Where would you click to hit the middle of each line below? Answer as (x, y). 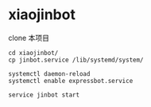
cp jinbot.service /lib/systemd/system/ (76, 60)
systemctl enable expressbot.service (71, 81)
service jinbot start (44, 95)
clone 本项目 (29, 38)
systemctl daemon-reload (49, 73)
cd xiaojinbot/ (33, 53)
